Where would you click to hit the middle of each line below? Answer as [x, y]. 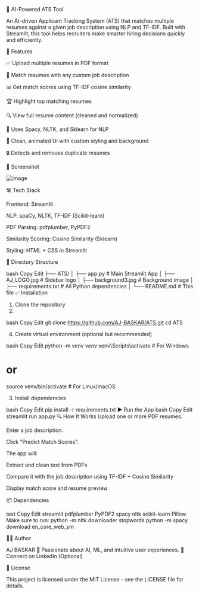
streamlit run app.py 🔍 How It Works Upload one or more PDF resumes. [94, 416]
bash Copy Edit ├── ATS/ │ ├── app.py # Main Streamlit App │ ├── [91, 273]
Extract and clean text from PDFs [47, 465]
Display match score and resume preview [57, 488]
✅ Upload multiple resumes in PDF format [57, 63]
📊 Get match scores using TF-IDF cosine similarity [69, 87]
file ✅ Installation [27, 293]
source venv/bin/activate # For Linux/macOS [61, 386]
